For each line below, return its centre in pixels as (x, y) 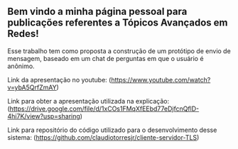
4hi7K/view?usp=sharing (44, 116)
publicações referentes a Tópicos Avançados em (118, 23)
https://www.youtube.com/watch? (161, 79)
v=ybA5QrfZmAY (32, 87)
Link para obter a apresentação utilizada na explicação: (88, 101)
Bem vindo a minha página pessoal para (97, 12)
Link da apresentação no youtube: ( (59, 79)
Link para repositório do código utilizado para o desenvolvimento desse (112, 130)
